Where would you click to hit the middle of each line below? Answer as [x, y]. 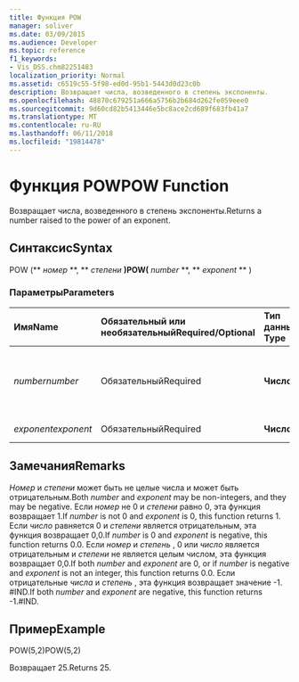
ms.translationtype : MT [53, 117]
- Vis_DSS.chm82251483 [51, 68]
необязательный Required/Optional [178, 333]
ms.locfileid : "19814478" [57, 142]
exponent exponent [53, 429]
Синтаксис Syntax [61, 248]
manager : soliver [41, 26]
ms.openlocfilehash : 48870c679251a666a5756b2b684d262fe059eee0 [129, 100]
